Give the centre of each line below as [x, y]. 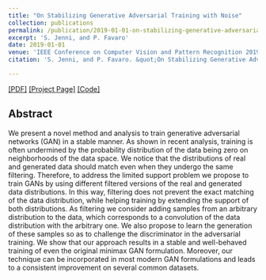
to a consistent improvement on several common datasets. [104, 267]
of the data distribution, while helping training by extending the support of [129, 200]
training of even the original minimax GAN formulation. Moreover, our [121, 251]
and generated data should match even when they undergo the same [121, 166]
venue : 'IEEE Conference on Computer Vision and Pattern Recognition [125, 52]
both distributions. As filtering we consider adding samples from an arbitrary [133, 208]
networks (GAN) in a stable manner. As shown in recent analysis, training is [131, 141]
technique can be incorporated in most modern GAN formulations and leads [132, 259]
